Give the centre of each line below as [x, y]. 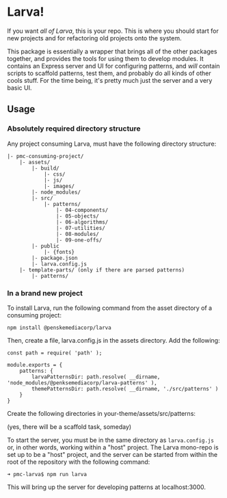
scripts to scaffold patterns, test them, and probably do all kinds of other [109, 73]
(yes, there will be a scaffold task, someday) [69, 427]
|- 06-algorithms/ [82, 222]
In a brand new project [45, 293]
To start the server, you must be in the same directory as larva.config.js [110, 440]
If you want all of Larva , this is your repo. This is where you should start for [113, 31]
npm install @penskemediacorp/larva [59, 328]
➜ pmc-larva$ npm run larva [47, 474]
